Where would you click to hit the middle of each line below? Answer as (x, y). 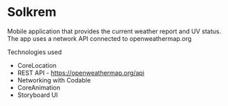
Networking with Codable (54, 80)
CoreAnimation (39, 87)
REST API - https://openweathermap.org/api (81, 73)
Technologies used (35, 52)
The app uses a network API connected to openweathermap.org (99, 38)
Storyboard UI (37, 95)
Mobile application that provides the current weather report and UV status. (114, 31)
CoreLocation (37, 65)
